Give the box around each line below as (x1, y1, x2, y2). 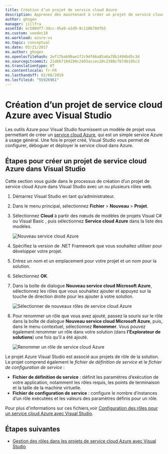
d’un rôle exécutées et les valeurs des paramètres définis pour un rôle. (12, 395, 158, 401)
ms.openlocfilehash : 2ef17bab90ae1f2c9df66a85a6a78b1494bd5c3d (5, 54, 140, 59)
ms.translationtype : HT (5, 63, 55, 68)
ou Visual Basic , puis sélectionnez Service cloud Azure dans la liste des (12, 218, 163, 224)
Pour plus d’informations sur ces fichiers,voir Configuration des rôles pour (5, 405, 158, 411)
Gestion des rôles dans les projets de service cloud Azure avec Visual (12, 438, 156, 444)
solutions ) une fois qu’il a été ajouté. (12, 334, 88, 340)
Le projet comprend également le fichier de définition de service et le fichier (5, 359, 162, 365)
